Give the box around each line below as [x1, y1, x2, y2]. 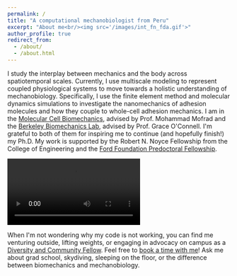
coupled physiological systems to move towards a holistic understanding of [7, 84, 228, 93]
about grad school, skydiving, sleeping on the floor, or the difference [7, 253, 207, 262]
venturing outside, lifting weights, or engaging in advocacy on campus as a [7, 238, 226, 246]
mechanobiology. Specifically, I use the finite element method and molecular [7, 91, 230, 100]
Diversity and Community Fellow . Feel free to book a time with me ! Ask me [7, 246, 224, 254]
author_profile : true [7, 30, 71, 38]
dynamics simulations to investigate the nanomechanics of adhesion [7, 99, 207, 108]
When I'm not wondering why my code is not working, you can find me [7, 231, 214, 239]
